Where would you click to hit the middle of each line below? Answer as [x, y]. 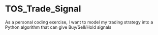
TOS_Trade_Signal [43, 9]
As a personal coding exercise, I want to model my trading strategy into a [79, 22]
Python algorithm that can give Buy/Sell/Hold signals [58, 27]
